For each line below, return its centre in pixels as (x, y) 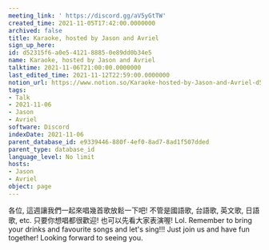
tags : (17, 90)
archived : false (35, 30)
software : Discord (39, 127)
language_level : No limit (51, 157)
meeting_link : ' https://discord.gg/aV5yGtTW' (87, 16)
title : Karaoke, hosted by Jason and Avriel (84, 38)
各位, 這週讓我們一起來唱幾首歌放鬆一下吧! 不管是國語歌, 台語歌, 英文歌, (126, 210)
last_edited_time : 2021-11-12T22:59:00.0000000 (89, 75)
